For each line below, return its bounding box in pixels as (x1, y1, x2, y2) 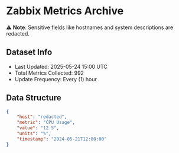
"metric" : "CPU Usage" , (17, 120, 76, 126)
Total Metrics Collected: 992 (14, 69, 84, 76)
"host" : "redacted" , (17, 114, 67, 120)
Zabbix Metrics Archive (6, 4, 124, 18)
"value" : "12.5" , (17, 125, 60, 131)
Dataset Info (6, 47, 53, 58)
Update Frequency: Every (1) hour (14, 75, 97, 82)
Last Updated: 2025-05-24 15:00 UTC (14, 63, 108, 70)
